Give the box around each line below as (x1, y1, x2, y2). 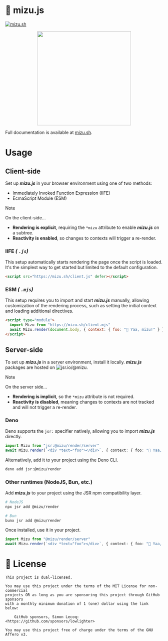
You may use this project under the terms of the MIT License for (5, 584, 146, 589)
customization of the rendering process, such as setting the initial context (5, 303, 157, 309)
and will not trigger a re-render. (12, 404, 77, 410)
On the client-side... (5, 214, 46, 220)
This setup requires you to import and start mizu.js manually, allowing (5, 297, 149, 303)
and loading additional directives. (5, 308, 73, 314)
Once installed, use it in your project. (5, 527, 81, 533)
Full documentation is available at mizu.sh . (5, 129, 92, 135)
